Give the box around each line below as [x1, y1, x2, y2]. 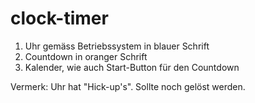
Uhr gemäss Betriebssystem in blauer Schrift [24, 40, 210, 52]
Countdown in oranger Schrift [24, 50, 148, 62]
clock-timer [10, 7, 109, 30]
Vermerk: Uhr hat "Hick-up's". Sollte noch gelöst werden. [10, 80, 246, 92]
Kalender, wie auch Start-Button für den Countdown [24, 61, 240, 73]
